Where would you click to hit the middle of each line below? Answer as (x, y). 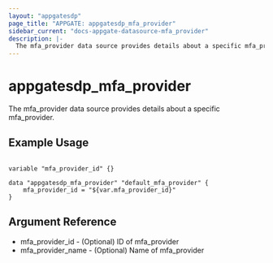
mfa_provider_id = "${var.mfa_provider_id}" (100, 190)
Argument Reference (63, 222)
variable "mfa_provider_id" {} (61, 168)
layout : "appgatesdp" (45, 16)
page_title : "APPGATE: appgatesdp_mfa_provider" (92, 24)
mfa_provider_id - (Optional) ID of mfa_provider (100, 241)
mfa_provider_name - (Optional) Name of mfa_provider (112, 250)
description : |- (36, 39)
